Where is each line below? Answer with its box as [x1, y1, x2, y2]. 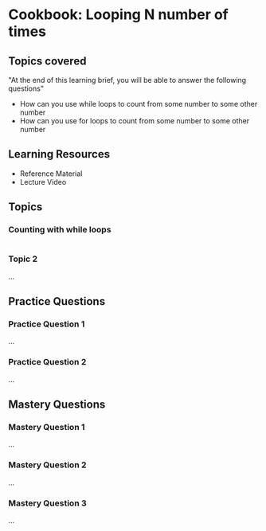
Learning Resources [8, 147, 110, 161]
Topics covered [8, 54, 87, 68]
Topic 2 [8, 253, 38, 264]
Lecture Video [19, 177, 67, 186]
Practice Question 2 [8, 357, 87, 368]
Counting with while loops [8, 225, 111, 236]
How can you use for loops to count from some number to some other [19, 116, 249, 125]
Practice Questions [8, 295, 106, 308]
